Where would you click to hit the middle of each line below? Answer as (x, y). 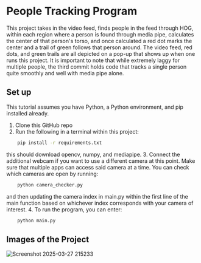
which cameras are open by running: (52, 174)
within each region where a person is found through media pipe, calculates (100, 34)
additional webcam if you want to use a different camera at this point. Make (101, 161)
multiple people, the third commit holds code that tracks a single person (97, 67)
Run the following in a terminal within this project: (77, 131)
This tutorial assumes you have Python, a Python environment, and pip (95, 107)
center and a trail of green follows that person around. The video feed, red (100, 47)
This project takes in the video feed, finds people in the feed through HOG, (100, 28)
